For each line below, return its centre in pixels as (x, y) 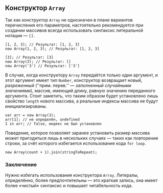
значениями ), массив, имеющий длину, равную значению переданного (80, 91)
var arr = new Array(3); (30, 115)
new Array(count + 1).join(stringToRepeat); (51, 152)
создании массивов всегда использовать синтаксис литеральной (74, 30)
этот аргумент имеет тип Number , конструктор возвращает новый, (74, 80)
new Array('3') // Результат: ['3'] (42, 66)
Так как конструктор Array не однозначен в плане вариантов (69, 20)
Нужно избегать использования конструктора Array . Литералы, (72, 175)
